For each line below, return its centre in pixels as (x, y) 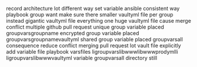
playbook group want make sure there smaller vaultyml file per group (90, 15)
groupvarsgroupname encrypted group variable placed (73, 33)
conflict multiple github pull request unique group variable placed (85, 27)
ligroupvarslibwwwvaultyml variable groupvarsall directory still (82, 58)
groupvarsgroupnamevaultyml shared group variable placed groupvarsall (95, 39)
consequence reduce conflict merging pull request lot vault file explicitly (94, 45)
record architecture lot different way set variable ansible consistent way (93, 8)
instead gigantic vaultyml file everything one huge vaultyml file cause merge (98, 21)
